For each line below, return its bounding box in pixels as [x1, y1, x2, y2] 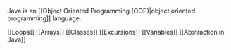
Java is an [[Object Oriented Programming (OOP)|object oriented [7, 7, 196, 15]
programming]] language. [7, 14, 82, 23]
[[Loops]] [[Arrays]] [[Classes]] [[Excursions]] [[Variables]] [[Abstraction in [7, 28, 225, 36]
